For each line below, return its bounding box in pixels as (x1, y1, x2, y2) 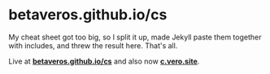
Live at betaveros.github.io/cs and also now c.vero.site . (8, 56, 200, 66)
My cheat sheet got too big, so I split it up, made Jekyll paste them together (8, 32, 262, 42)
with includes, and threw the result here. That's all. (8, 40, 178, 50)
